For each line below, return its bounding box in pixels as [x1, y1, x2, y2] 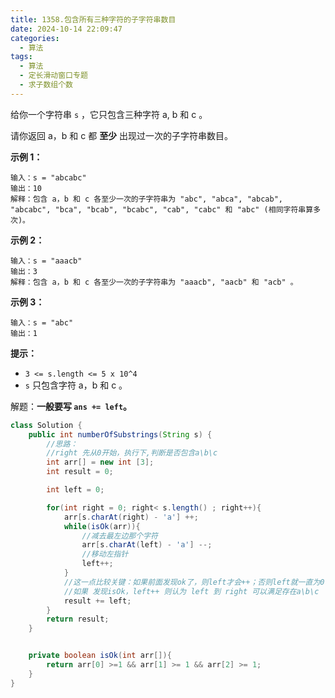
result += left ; [63, 596, 132, 606]
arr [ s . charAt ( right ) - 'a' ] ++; [63, 512, 199, 522]
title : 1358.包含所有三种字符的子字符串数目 [10, 14, 177, 25]
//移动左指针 [81, 549, 129, 560]
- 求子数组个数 [19, 80, 74, 90]
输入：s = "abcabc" [10, 172, 87, 183]
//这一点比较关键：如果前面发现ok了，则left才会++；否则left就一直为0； [63, 577, 333, 587]
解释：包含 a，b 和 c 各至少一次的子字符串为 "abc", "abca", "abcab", [10, 194, 283, 204]
